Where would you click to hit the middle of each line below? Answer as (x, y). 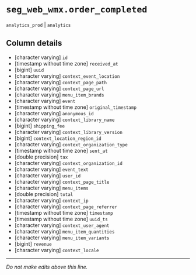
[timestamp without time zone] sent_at (61, 150)
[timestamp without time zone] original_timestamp (76, 107)
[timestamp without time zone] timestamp (64, 212)
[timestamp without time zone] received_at (66, 63)
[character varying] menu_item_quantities (64, 231)
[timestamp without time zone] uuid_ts (61, 219)
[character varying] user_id (48, 175)
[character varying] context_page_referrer (66, 207)
